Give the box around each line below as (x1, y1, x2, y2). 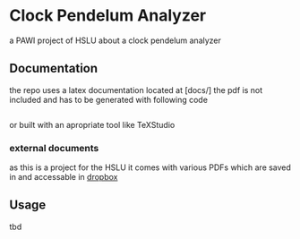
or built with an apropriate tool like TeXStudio (9, 119, 176, 130)
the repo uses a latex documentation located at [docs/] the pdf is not (9, 84, 263, 95)
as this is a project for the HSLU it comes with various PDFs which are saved (9, 162, 291, 173)
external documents (9, 141, 99, 154)
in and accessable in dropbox (9, 172, 118, 183)
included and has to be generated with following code (9, 94, 209, 105)
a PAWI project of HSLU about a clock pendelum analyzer (9, 35, 222, 46)
